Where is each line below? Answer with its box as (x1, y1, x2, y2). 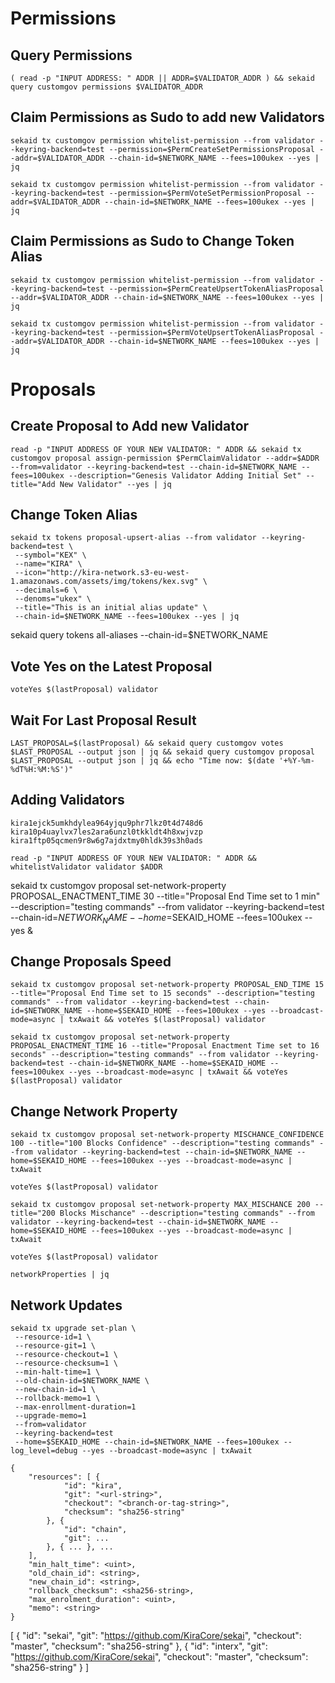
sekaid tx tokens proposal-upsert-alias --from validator (10, 533, 257, 543)
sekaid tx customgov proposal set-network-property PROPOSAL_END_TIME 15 (10, 980, 325, 990)
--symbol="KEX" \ (14, 550, 87, 561)
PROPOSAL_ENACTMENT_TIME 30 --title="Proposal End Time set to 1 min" (10, 890, 321, 902)
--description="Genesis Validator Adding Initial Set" (68, 470, 302, 481)
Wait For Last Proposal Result (10, 712, 197, 729)
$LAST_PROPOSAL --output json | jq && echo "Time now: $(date (10, 756, 275, 766)
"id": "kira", (63, 1481, 123, 1491)
